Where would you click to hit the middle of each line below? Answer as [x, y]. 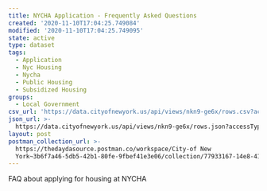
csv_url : [23, 112]
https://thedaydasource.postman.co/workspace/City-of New [114, 149]
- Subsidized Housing [51, 90]
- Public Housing [44, 82]
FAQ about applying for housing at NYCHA [77, 179]
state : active [32, 38]
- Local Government [48, 104]
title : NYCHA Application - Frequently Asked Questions [103, 16]
